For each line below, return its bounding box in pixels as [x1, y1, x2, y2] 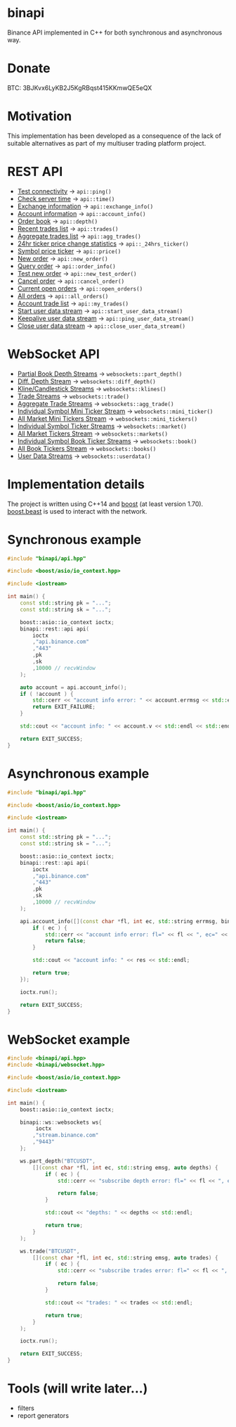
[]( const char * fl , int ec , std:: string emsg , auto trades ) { [32, 1254, 218, 1261]
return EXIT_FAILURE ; [32, 704, 96, 711]
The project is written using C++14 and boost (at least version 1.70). [7, 500, 204, 508]
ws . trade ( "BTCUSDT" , [20, 1248, 80, 1255]
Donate [7, 61, 51, 77]
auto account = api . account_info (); [20, 684, 128, 691]
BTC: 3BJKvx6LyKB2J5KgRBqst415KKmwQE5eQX [7, 83, 152, 92]
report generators [17, 1412, 69, 1419]
